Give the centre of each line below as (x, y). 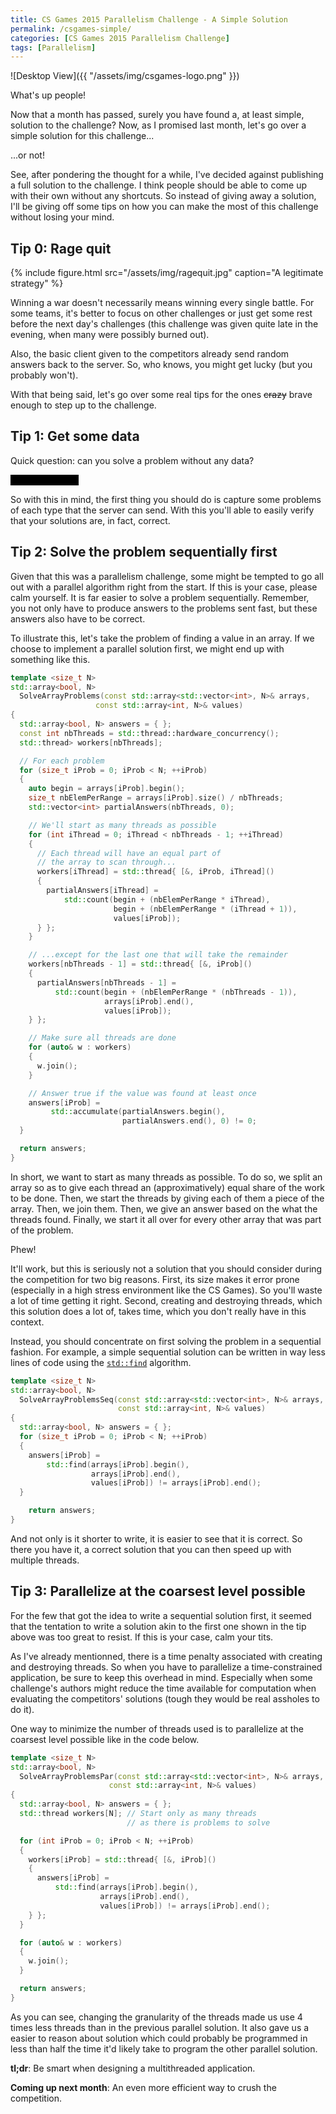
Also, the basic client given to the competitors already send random (150, 354)
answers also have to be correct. (78, 618)
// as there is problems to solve (198, 1822)
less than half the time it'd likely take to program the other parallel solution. (164, 2048)
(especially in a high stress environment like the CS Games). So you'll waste (166, 1290)
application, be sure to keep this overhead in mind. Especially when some (161, 1677)
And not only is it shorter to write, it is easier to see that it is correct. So (156, 1538)
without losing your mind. (62, 217)
